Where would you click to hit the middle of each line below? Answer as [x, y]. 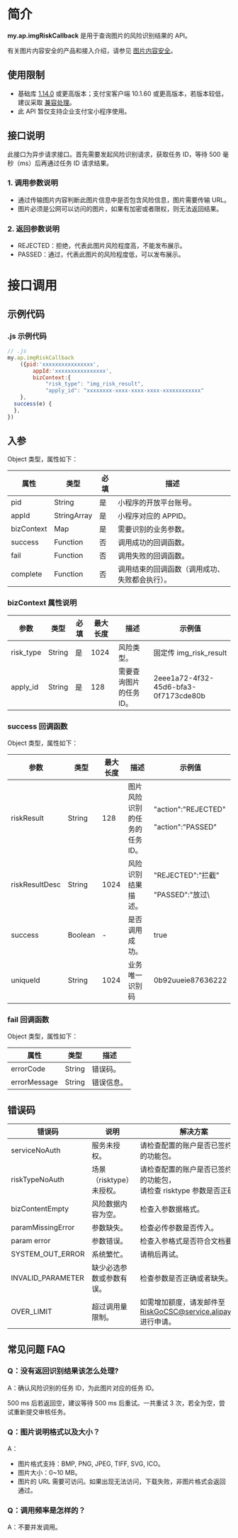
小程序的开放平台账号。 [157, 503]
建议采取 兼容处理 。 [46, 102]
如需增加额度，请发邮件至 [182, 1303]
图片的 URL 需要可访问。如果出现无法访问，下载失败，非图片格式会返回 [122, 1481]
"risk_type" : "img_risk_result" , [94, 384]
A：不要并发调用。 [34, 1527]
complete [27, 574]
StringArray [73, 516]
